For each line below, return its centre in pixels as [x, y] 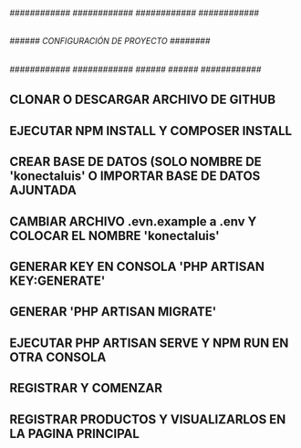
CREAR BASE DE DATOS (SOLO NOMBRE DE [135, 162]
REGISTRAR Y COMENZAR [86, 388]
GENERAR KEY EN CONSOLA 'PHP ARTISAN [137, 266]
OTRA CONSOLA [58, 357]
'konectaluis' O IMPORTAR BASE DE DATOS [135, 177]
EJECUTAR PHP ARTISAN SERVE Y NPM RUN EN [149, 343]
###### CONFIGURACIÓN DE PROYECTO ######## [110, 41]
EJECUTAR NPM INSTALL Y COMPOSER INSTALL [151, 131]
